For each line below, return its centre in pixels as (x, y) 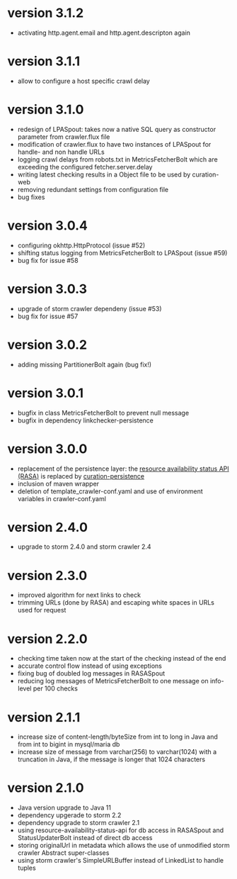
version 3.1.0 (46, 110)
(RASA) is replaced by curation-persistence (81, 476)
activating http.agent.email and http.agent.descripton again (104, 33)
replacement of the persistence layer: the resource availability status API (123, 469)
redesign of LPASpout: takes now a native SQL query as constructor (117, 129)
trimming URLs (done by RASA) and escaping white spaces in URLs (116, 603)
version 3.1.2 (46, 13)
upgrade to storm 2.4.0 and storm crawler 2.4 (84, 547)
